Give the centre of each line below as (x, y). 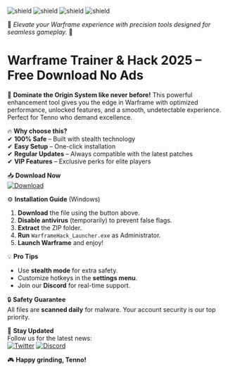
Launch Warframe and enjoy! (61, 242)
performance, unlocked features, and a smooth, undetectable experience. (114, 110)
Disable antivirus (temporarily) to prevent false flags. (95, 220)
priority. (19, 317)
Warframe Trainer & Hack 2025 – (104, 61)
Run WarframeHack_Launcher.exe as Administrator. (89, 235)
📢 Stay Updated (31, 330)
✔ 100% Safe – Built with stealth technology (71, 139)
